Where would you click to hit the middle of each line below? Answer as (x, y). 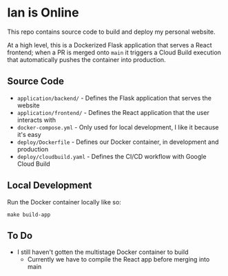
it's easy (29, 134)
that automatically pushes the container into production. (87, 59)
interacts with (37, 120)
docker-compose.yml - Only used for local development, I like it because (118, 127)
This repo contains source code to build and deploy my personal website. (111, 32)
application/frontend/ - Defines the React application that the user (113, 112)
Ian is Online (43, 13)
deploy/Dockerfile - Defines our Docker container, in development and (118, 142)
